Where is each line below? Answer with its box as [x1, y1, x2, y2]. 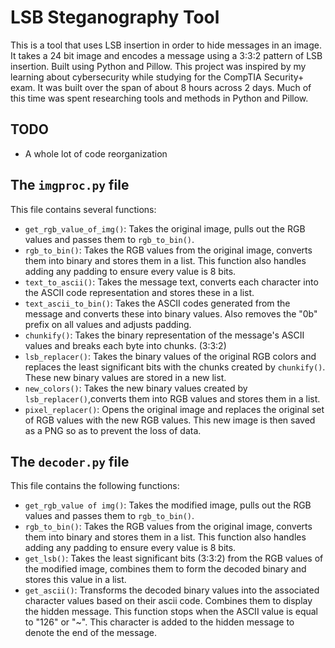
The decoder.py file [10, 453, 130, 470]
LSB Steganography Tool [10, 6, 220, 29]
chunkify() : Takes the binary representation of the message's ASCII [24, 329, 305, 341]
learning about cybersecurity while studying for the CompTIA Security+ [10, 71, 305, 83]
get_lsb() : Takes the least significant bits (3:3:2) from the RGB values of [24, 552, 324, 565]
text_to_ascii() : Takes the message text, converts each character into [24, 276, 319, 288]
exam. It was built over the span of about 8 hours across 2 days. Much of [10, 81, 312, 93]
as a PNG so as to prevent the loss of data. [24, 424, 202, 436]
